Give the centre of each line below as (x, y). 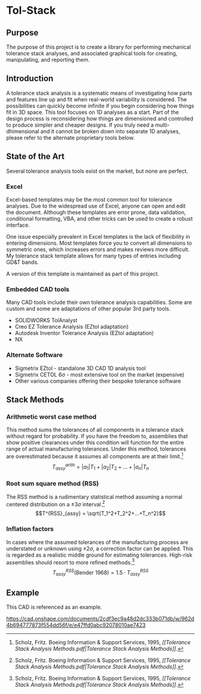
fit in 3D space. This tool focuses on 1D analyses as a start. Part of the (93, 112)
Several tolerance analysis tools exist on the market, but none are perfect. (97, 171)
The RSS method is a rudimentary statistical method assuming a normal (94, 497)
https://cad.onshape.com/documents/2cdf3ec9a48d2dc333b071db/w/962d (100, 619)
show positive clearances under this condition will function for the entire (95, 443)
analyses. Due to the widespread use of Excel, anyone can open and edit (96, 206)
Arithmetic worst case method (51, 416)
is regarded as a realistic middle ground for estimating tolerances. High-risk (99, 555)
